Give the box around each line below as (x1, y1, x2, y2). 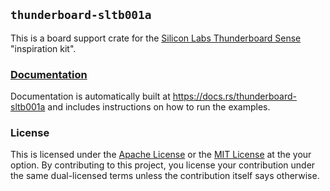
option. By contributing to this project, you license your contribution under (10, 159, 316, 171)
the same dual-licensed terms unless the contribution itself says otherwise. (10, 170, 320, 182)
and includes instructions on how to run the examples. (47, 101, 271, 113)
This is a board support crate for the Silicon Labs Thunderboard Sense (10, 32, 302, 44)
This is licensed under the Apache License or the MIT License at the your (10, 149, 312, 161)
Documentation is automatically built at (10, 90, 171, 103)
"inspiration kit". (10, 42, 77, 54)
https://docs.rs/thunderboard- (172, 90, 297, 103)
